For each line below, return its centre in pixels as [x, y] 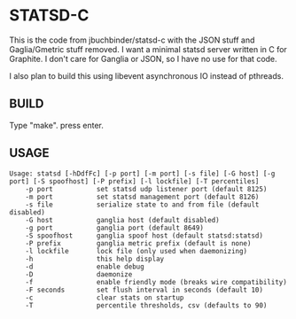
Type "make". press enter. [56, 125]
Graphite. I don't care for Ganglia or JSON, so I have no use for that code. [143, 58]
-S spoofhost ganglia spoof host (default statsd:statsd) [144, 236]
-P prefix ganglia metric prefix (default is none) [138, 243]
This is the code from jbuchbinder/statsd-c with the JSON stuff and [132, 40]
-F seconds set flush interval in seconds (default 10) [144, 290]
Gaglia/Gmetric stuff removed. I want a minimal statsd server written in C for [148, 49]
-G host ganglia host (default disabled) [122, 220]
